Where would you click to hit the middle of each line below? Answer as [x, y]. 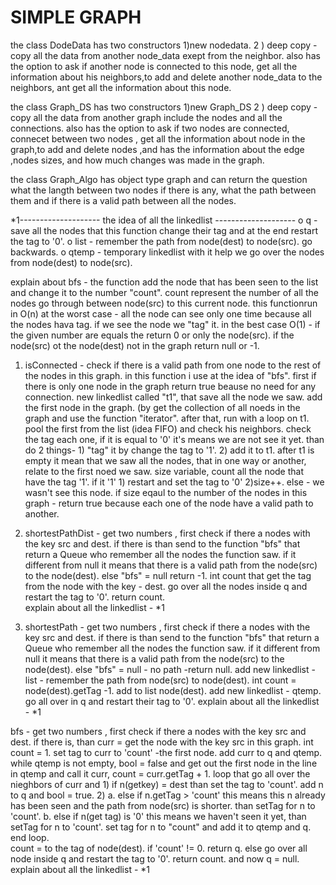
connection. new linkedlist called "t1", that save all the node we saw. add [173, 397]
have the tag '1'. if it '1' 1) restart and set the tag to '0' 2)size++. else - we [174, 482]
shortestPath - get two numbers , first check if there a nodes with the [167, 627]
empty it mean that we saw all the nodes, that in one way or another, [165, 460]
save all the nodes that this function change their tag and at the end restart [164, 230]
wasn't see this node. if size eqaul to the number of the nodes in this [166, 492]
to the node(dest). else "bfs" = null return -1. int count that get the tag [168, 575]
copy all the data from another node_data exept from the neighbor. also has [165, 55]
